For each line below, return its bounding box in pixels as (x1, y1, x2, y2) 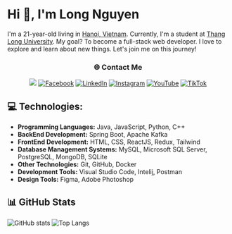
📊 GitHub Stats (7, 197, 76, 209)
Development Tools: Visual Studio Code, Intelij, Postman (17, 168, 183, 176)
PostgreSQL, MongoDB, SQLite (17, 153, 108, 161)
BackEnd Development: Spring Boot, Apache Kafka (17, 130, 168, 139)
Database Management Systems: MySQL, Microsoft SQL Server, (17, 145, 207, 154)
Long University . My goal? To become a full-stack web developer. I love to (7, 37, 222, 45)
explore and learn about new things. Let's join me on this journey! (7, 44, 197, 53)
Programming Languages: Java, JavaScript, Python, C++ (17, 123, 186, 131)
